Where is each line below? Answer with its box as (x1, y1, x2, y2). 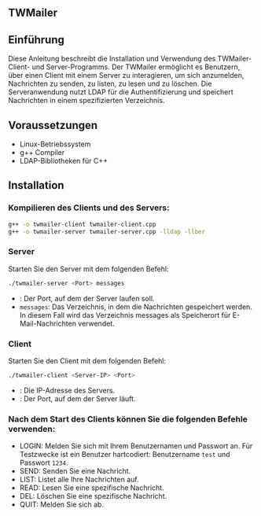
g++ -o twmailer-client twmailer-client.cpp (8, 220, 156, 228)
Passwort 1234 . (19, 458, 68, 467)
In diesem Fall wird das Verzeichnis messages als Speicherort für (19, 310, 231, 319)
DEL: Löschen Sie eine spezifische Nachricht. (19, 492, 167, 501)
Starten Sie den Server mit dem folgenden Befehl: (8, 264, 169, 274)
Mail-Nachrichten (19, 319, 77, 328)
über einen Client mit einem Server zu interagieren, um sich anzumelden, (8, 71, 244, 80)
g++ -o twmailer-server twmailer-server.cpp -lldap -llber (8, 227, 206, 235)
